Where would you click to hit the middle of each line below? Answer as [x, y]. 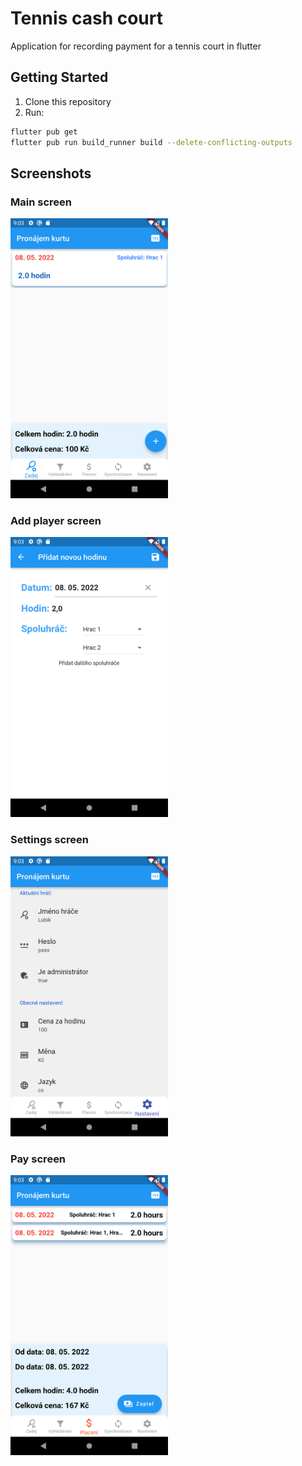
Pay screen [38, 1159]
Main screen [41, 202]
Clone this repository [68, 101]
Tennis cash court [86, 18]
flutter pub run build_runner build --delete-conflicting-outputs [151, 142]
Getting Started [59, 77]
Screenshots [51, 173]
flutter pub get [44, 132]
